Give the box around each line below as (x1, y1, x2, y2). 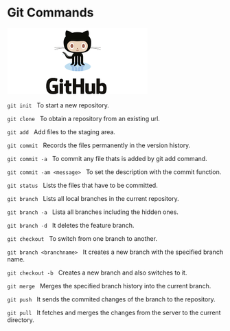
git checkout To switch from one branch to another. (7, 234, 158, 242)
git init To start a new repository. (7, 101, 110, 109)
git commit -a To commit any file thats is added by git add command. (7, 154, 207, 162)
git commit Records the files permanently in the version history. (7, 141, 191, 149)
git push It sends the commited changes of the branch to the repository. (7, 295, 216, 303)
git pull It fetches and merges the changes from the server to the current (7, 308, 221, 317)
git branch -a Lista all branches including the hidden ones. (7, 208, 179, 216)
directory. (7, 315, 34, 324)
